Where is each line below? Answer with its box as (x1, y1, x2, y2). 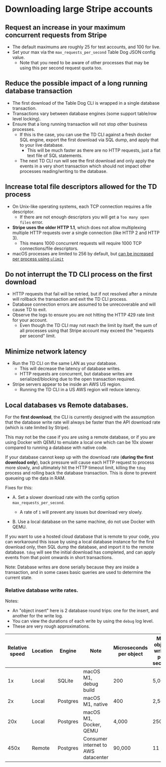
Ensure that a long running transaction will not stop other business (12, 121, 147, 127)
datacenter (83, 754, 109, 761)
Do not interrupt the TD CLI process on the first (5, 270, 153, 279)
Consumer (83, 735, 108, 742)
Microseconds (113, 645, 148, 651)
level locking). (12, 116, 41, 121)
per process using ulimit (12, 256, 64, 262)
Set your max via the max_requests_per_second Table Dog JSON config (12, 49, 156, 55)
